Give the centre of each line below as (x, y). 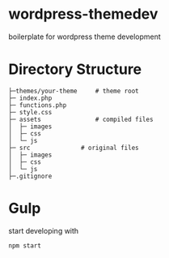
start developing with (44, 230)
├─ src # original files (74, 148)
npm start (25, 245)
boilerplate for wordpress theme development (85, 37)
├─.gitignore (30, 176)
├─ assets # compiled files (81, 119)
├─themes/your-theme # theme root (74, 91)
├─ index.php (30, 98)
